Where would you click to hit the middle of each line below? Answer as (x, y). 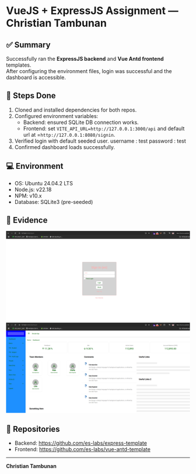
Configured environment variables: (56, 116)
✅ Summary (28, 45)
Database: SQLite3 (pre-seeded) (54, 202)
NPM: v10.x (28, 196)
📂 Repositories (33, 429)
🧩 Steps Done (31, 96)
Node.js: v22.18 (33, 189)
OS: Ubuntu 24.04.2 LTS (43, 183)
